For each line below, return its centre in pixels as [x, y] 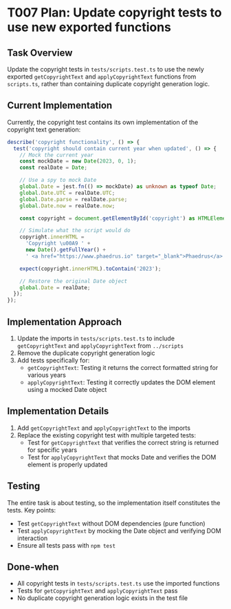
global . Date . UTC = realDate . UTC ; [67, 193]
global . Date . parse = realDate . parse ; [74, 199]
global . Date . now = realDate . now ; [67, 206]
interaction [32, 538]
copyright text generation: [44, 130]
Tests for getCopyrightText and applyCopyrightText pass [97, 591]
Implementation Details [58, 411]
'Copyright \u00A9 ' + [58, 244]
